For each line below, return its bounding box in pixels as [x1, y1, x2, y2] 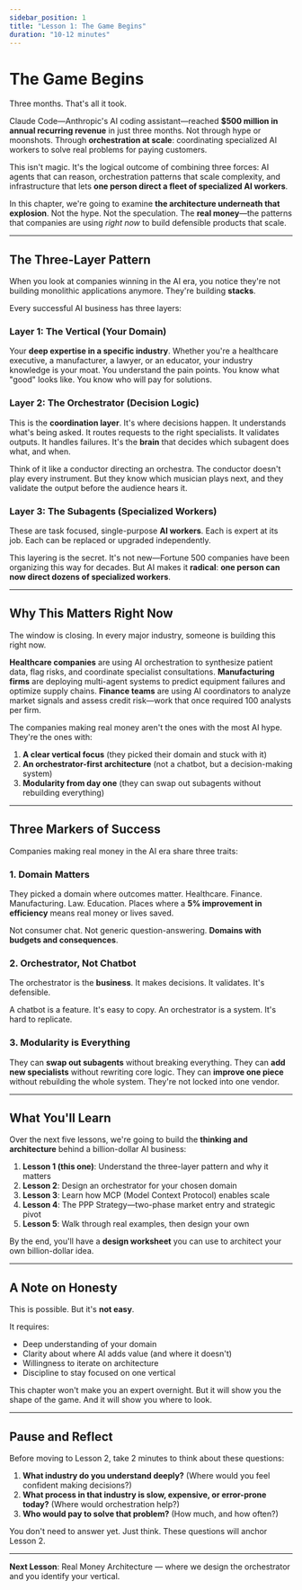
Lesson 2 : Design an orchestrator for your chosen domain [22, 1180, 238, 1192]
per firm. [9, 704, 42, 715]
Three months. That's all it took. [9, 98, 128, 109]
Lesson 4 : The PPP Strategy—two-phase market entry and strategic [22, 1200, 276, 1210]
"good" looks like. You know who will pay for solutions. [9, 374, 213, 385]
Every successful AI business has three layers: [9, 303, 182, 314]
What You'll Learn [9, 1110, 111, 1125]
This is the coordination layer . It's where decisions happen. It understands [9, 417, 287, 428]
